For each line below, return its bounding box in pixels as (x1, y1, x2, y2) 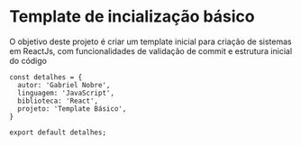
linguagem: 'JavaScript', (17, 88, 115, 97)
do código (9, 55, 48, 66)
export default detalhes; (9, 128, 106, 137)
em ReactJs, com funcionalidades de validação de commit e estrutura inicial (9, 45, 293, 56)
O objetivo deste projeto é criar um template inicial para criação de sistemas (9, 36, 292, 47)
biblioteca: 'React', (17, 96, 99, 105)
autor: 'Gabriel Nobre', (17, 80, 111, 89)
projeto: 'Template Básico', (17, 104, 127, 114)
